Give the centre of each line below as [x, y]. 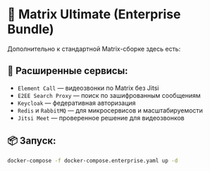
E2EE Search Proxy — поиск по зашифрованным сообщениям [109, 95]
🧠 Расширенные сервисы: [68, 71]
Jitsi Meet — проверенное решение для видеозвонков [101, 118]
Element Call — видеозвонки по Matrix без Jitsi [88, 88]
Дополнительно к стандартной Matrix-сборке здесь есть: [94, 49]
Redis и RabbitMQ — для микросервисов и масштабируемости [110, 110]
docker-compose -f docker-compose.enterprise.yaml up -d [93, 160]
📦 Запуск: [32, 141]
